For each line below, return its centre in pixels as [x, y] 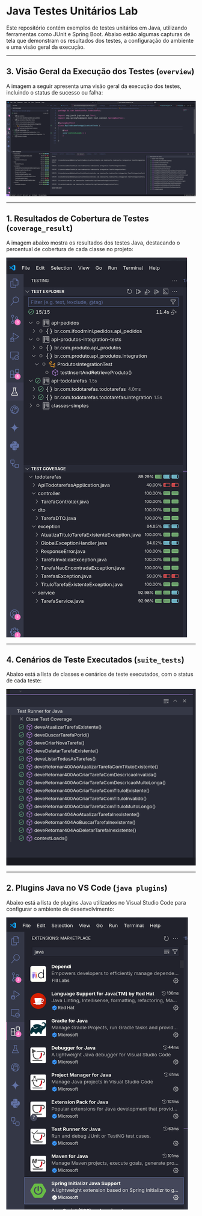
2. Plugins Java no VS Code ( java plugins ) [87, 888]
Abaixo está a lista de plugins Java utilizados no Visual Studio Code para [96, 902]
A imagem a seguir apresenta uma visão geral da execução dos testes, [94, 86]
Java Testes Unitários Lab [72, 11]
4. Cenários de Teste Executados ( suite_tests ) [95, 660]
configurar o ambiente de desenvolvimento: [60, 909]
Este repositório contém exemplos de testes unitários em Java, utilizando [97, 28]
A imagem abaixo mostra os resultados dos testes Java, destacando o [93, 243]
